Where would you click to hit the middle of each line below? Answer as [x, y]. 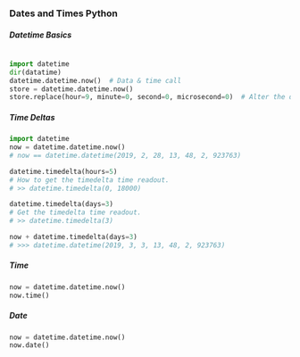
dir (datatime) [36, 72]
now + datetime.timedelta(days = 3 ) [74, 237]
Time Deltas [32, 117]
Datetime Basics [41, 35]
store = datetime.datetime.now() [71, 89]
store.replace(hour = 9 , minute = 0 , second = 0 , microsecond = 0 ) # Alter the [147, 97]
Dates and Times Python [64, 13]
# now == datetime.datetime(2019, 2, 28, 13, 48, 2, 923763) [125, 155]
